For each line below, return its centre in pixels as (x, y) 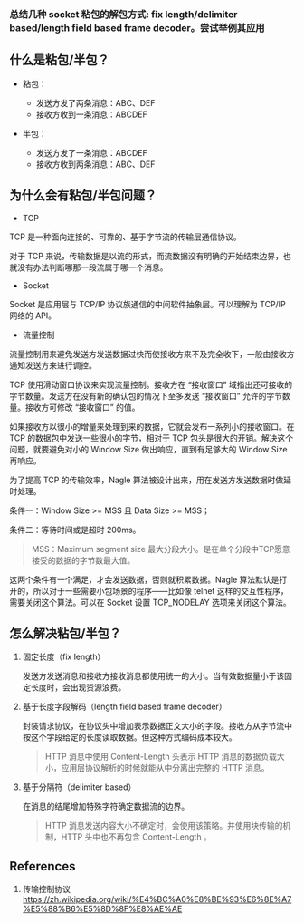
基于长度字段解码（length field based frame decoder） (125, 707)
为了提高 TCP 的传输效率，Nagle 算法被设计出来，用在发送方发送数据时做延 (151, 480)
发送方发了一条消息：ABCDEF (91, 152)
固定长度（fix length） (64, 657)
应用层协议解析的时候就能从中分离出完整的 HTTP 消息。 (165, 768)
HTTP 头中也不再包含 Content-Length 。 (137, 837)
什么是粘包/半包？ (60, 60)
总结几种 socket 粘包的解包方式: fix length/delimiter (123, 14)
